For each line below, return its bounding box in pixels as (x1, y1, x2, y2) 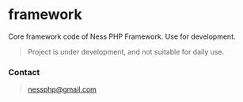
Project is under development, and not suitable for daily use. (27, 47, 225, 56)
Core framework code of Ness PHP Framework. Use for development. (8, 32, 236, 41)
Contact (8, 66, 40, 77)
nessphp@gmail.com (27, 85, 97, 94)
